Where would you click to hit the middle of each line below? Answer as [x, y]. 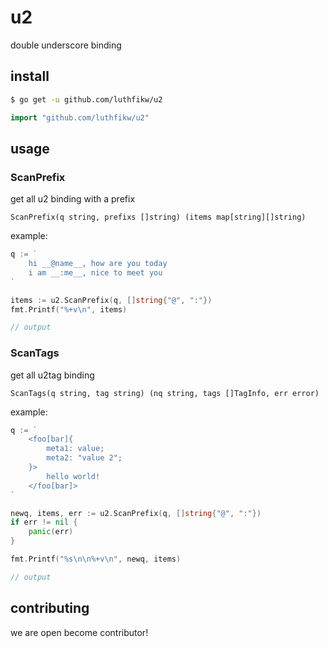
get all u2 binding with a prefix [73, 199]
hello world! [73, 476]
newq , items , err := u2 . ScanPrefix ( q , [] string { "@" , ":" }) [136, 513]
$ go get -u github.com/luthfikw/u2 [86, 99]
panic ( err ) [51, 532]
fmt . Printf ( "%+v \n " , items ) [69, 309]
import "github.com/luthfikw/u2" [80, 117]
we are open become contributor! [79, 632]
